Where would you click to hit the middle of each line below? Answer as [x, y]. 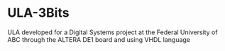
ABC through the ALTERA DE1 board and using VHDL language [99, 39]
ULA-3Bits [38, 13]
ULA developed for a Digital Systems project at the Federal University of [112, 32]
